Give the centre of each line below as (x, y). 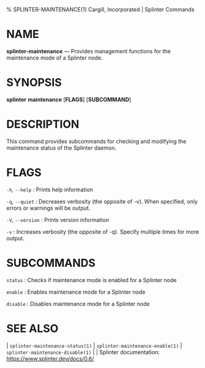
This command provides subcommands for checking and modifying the (96, 141)
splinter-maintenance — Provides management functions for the (89, 51)
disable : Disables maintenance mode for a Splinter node (78, 304)
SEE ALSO (32, 328)
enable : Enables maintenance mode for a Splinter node (76, 292)
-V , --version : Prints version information (58, 220)
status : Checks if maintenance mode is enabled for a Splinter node (91, 280)
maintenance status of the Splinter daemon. (61, 148)
